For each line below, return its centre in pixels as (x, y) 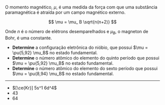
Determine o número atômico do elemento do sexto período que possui (85, 68)
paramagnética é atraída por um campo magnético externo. (66, 12)
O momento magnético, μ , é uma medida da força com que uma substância (81, 7)
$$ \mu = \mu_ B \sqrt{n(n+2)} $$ (82, 22)
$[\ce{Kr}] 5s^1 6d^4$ (34, 88)
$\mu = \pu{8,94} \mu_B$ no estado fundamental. (63, 73)
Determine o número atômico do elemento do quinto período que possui (86, 58)
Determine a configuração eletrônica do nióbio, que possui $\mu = (80, 47)
